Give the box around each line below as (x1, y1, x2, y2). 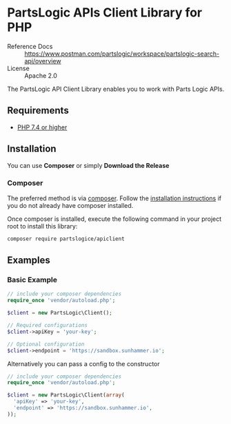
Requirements (7, 105, 69, 116)
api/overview (24, 56, 61, 65)
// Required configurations (7, 322, 88, 329)
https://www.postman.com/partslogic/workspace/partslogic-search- (24, 50, 219, 58)
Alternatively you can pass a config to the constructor (7, 359, 160, 368)
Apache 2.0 (24, 71, 57, 80)
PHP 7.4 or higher (17, 123, 68, 131)
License (7, 64, 30, 72)
